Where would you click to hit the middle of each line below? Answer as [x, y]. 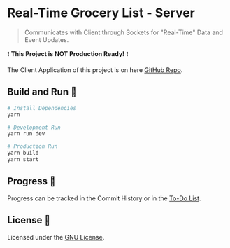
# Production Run [33, 146]
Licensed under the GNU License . [56, 237]
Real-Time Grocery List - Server [101, 13]
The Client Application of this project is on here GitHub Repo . [95, 70]
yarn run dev [26, 134]
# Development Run [34, 128]
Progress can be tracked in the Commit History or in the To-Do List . [104, 198]
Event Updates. [46, 39]
